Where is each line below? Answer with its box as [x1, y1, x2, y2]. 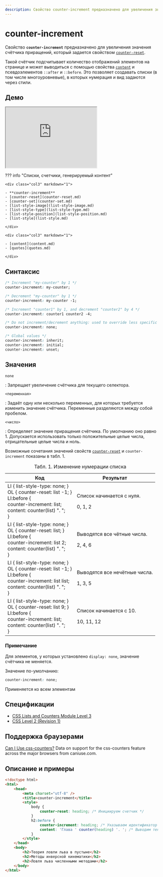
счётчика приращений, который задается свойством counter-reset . [5, 49, 146, 55]
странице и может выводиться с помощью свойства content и [5, 64, 135, 70]
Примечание [5, 642, 37, 649]
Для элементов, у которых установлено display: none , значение [5, 653, 140, 659]
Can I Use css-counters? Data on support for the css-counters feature [5, 745, 146, 751]
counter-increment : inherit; [5, 338, 64, 343]
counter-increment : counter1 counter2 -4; [5, 312, 92, 316]
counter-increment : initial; [5, 342, 64, 348]
